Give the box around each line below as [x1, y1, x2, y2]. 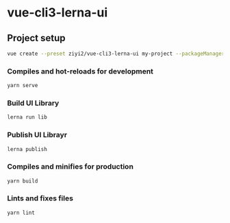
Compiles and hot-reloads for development [7, 67, 154, 76]
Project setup [7, 32, 66, 44]
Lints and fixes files [7, 193, 74, 203]
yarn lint [7, 209, 36, 216]
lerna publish [7, 145, 48, 152]
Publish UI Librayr [7, 130, 67, 140]
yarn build [7, 177, 38, 185]
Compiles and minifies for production [7, 162, 133, 172]
